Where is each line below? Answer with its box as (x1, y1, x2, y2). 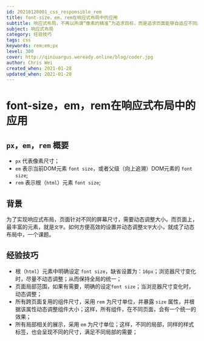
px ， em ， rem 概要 (6, 140, 69, 150)
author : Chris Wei (6, 59, 53, 66)
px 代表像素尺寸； (15, 157, 60, 164)
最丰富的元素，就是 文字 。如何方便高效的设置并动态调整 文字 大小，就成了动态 (6, 223, 195, 231)
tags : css (6, 37, 32, 43)
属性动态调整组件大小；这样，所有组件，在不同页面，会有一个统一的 (25, 305, 196, 312)
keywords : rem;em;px (6, 43, 59, 49)
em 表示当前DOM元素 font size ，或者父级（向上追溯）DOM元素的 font (15, 165, 192, 172)
